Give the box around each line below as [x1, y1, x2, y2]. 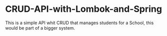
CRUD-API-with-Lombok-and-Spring [5, 3, 162, 15]
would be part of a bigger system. [5, 25, 75, 31]
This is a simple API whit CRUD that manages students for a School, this [5, 20, 154, 26]
